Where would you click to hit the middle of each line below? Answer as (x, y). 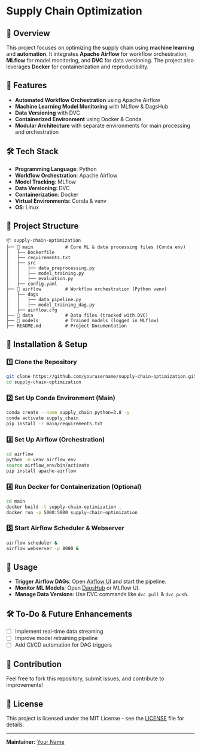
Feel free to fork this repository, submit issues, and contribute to (85, 678)
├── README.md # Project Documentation (67, 326)
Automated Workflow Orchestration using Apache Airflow (87, 100)
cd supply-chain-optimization (44, 382)
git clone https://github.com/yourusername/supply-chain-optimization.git (101, 377)
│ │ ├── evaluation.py (40, 279)
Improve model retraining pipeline (56, 638)
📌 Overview (28, 33)
